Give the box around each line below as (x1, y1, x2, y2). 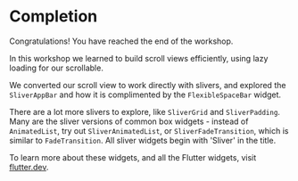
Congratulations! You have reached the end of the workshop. (9, 36, 234, 46)
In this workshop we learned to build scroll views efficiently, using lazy (9, 53, 269, 63)
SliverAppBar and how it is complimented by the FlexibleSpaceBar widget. (9, 89, 282, 100)
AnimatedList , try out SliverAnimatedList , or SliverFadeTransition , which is (9, 125, 289, 136)
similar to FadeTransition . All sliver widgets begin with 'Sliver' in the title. (9, 135, 277, 145)
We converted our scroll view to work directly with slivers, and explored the (9, 79, 286, 90)
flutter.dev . (9, 161, 49, 172)
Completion (9, 6, 98, 27)
